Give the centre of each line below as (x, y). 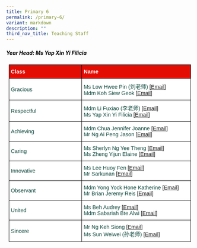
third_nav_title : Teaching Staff (47, 34)
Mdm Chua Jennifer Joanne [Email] (126, 129)
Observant (23, 191)
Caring (19, 151)
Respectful (24, 111)
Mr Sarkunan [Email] (108, 174)
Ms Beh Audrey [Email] (111, 208)
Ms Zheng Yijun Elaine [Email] (120, 154)
